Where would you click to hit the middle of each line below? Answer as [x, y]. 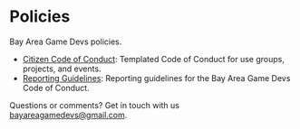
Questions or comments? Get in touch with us [94, 105]
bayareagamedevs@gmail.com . [68, 115]
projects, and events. [62, 69]
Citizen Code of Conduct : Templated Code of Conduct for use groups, [154, 59]
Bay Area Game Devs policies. [66, 41]
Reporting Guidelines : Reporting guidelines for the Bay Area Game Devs [156, 78]
